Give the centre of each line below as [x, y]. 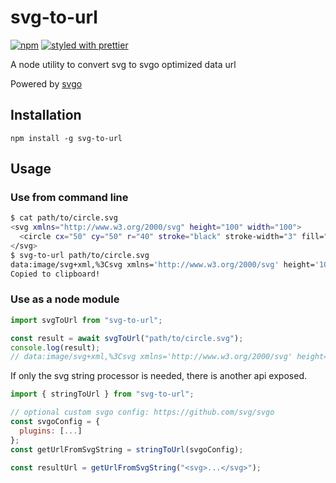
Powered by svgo [46, 83]
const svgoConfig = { [55, 422]
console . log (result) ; [55, 347]
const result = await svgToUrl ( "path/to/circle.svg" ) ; [127, 338]
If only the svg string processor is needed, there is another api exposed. [158, 376]
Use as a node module [65, 299]
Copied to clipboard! [55, 274]
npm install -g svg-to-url [66, 138]
